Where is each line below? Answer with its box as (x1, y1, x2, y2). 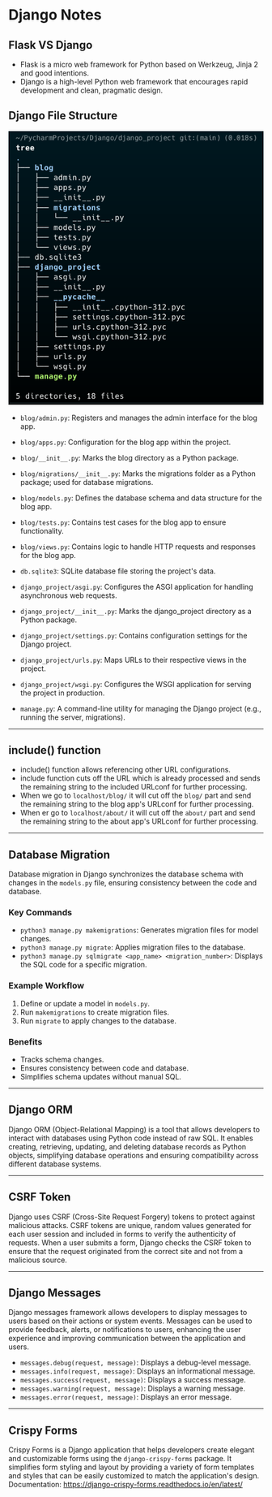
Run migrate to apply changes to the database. (19, 1015, 176, 1025)
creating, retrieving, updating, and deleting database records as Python (8, 1141, 247, 1151)
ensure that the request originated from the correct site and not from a (8, 1246, 244, 1256)
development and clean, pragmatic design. (19, 85, 164, 95)
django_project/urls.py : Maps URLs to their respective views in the (19, 655, 247, 664)
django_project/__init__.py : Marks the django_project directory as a (19, 606, 253, 616)
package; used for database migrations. (19, 477, 154, 487)
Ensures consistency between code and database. (19, 1063, 189, 1073)
